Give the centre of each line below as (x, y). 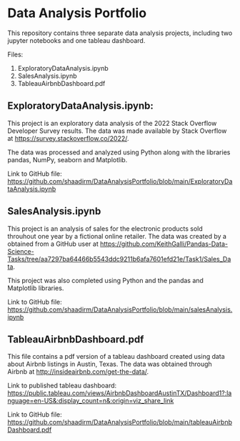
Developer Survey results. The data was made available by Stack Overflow (117, 131)
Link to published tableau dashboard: (62, 386)
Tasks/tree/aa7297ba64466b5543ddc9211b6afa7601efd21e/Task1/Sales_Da (119, 259)
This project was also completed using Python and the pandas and (105, 280)
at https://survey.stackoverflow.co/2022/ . (69, 138)
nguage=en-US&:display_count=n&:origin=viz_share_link (91, 401)
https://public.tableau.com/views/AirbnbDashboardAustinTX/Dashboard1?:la (120, 393)
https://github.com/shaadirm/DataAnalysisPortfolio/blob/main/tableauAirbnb (120, 422)
